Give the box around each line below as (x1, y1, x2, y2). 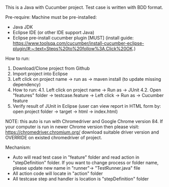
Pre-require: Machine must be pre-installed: (5, 14, 97, 20)
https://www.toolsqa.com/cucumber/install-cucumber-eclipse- (12, 40, 145, 46)
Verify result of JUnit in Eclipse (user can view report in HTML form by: (12, 103, 161, 109)
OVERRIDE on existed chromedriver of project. (5, 135, 103, 140)
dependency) (12, 81, 41, 87)
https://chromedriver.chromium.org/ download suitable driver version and (5, 129, 159, 135)
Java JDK (12, 24, 33, 30)
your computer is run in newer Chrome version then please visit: (5, 124, 140, 130)
